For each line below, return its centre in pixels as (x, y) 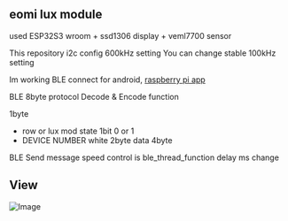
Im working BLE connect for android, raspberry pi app (107, 80)
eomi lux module (56, 15)
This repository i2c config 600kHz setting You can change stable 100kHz (143, 53)
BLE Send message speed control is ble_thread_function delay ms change (144, 157)
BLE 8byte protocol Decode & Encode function (94, 96)
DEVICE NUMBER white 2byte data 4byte (97, 140)
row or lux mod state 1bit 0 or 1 (78, 131)
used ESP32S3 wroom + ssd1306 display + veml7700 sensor (121, 35)
